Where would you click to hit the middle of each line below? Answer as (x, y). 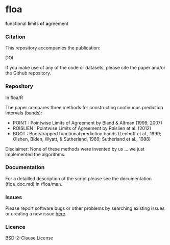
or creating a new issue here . (36, 214)
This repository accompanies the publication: (53, 48)
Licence (15, 227)
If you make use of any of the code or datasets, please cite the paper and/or (86, 68)
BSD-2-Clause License (29, 238)
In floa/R (14, 97)
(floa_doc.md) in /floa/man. (34, 184)
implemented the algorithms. (35, 154)
